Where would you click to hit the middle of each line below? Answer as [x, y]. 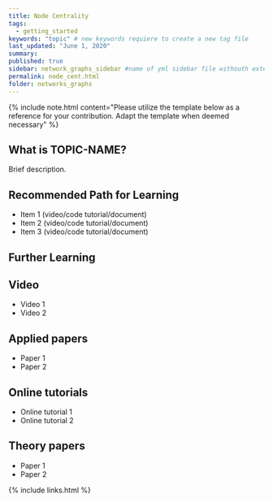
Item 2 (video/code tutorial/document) [84, 223]
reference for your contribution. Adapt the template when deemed [119, 115]
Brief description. [37, 169]
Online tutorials [48, 392]
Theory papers [47, 446]
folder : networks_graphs [50, 84]
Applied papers [48, 338]
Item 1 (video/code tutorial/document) [84, 214]
